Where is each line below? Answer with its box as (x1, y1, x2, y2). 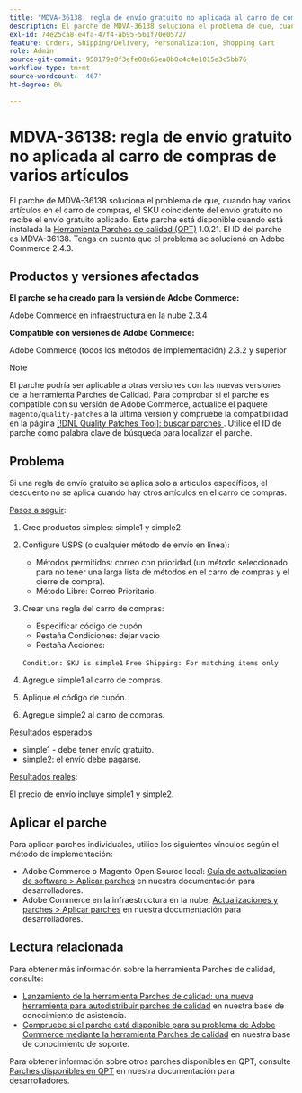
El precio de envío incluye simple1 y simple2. (9, 789, 174, 799)
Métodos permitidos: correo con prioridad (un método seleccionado (35, 557, 288, 568)
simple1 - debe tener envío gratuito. (22, 745, 155, 755)
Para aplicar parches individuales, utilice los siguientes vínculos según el (9, 839, 279, 849)
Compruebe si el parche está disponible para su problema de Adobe (22, 1019, 276, 1030)
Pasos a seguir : (9, 505, 67, 516)
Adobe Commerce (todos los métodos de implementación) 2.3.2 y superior (9, 345, 288, 356)
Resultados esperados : (9, 727, 94, 738)
